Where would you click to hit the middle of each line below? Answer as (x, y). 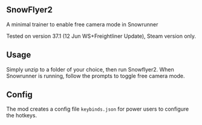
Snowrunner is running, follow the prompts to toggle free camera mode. (96, 76)
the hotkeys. (22, 115)
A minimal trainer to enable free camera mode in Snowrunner (82, 24)
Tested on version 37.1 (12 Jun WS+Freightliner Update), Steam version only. (101, 36)
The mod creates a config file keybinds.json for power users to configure (98, 109)
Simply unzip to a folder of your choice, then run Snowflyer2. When (90, 69)
